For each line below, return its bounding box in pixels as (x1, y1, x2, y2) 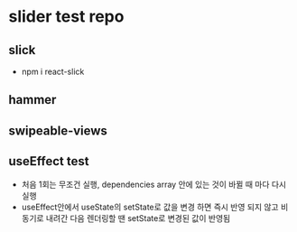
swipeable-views (8, 123, 107, 138)
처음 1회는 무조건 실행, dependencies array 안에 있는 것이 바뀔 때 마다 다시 (21, 179, 286, 190)
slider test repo (8, 6, 125, 27)
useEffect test (8, 153, 89, 169)
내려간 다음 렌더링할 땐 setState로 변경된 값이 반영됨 (45, 212, 231, 223)
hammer (8, 92, 57, 107)
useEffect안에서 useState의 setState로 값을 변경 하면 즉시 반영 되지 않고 (21, 201, 279, 212)
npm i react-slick (21, 66, 85, 77)
